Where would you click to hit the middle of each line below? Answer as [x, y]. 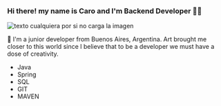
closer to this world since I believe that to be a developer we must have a [111, 47]
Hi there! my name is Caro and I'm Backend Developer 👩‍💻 [105, 11]
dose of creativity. [33, 54]
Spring [27, 74]
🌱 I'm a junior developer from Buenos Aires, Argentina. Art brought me [107, 39]
